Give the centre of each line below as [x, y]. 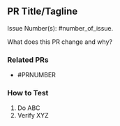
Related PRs [28, 60]
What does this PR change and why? [60, 42]
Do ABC [29, 108]
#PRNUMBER [36, 75]
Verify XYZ [33, 116]
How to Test [28, 93]
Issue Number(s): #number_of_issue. [60, 28]
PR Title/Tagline [43, 11]
